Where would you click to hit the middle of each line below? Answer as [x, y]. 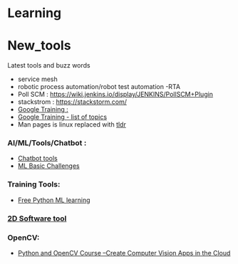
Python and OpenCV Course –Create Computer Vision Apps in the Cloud [124, 253]
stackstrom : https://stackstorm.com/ [72, 102]
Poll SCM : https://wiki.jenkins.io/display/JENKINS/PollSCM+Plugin [115, 95]
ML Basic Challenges [48, 166]
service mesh [38, 79]
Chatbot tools [38, 159]
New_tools [39, 46]
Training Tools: [34, 184]
